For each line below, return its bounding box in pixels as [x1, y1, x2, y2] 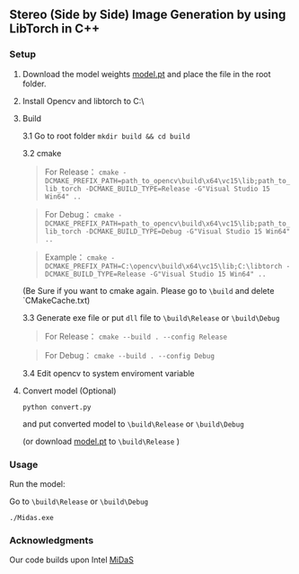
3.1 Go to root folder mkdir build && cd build [22, 130, 190, 141]
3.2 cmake [22, 147, 62, 158]
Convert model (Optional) [22, 385, 117, 396]
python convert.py [22, 402, 92, 411]
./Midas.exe [9, 513, 54, 522]
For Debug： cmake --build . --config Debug [44, 349, 215, 360]
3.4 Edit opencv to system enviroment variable [22, 367, 195, 378]
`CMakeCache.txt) [22, 295, 91, 305]
